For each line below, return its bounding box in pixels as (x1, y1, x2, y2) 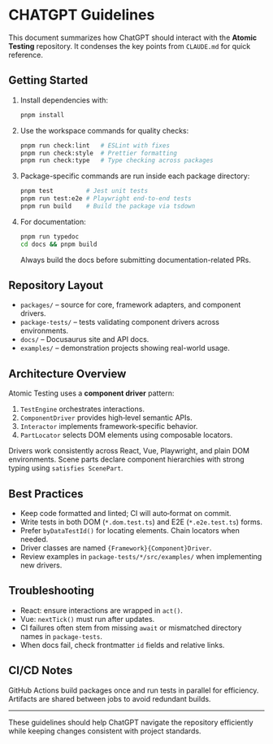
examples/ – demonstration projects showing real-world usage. (19, 344, 230, 353)
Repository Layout (8, 278, 104, 292)
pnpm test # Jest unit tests (19, 187, 149, 195)
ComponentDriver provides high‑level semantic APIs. (19, 413, 193, 422)
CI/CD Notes (8, 663, 73, 677)
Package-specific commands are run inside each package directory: (19, 171, 250, 181)
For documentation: (19, 217, 87, 226)
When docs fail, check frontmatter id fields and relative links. (19, 640, 225, 650)
